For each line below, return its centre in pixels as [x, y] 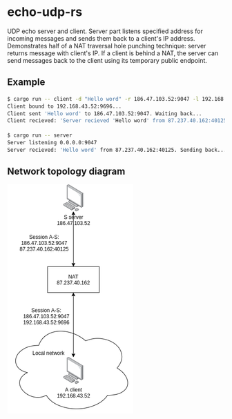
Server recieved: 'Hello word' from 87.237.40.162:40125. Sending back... [117, 150]
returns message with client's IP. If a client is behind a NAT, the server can [113, 53]
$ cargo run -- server [40, 135]
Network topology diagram [66, 172]
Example [26, 82]
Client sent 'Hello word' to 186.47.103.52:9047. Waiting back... [105, 114]
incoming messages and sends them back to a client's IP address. [101, 38]
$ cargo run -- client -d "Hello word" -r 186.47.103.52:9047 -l [103, 99]
